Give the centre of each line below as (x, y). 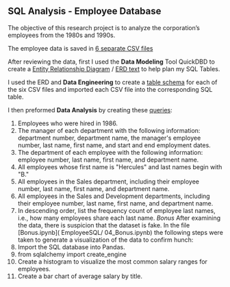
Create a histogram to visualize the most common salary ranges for (113, 261)
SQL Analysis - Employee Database (85, 11)
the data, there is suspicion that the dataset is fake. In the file (104, 225)
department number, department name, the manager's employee (109, 138)
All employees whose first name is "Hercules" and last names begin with (120, 166)
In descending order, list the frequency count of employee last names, (116, 210)
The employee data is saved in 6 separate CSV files (80, 48)
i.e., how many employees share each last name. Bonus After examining (119, 218)
